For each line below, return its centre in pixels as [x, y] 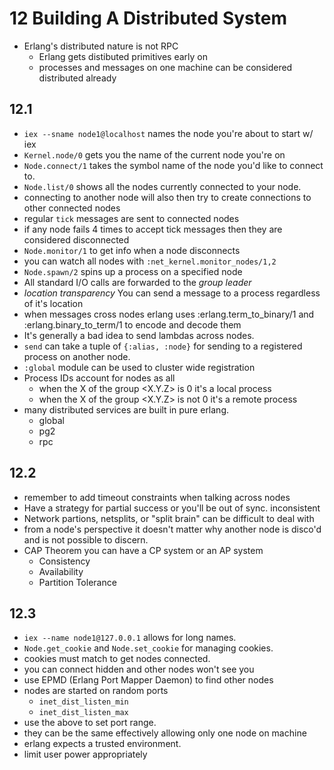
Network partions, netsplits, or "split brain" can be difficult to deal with [169, 518]
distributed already [77, 78]
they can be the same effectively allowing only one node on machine [165, 733]
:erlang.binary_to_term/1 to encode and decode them [132, 324]
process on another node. [77, 356]
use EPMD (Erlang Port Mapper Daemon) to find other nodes [148, 680]
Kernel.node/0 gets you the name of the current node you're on [154, 154]
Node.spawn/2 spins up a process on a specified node [133, 271]
